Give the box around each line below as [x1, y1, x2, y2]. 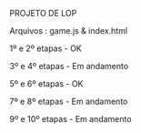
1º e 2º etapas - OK [9, 43, 82, 54]
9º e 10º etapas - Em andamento [9, 114, 132, 124]
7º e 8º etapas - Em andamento [9, 96, 128, 107]
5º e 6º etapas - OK [9, 78, 84, 89]
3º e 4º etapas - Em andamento [9, 61, 129, 71]
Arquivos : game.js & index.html [9, 26, 128, 36]
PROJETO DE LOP [9, 8, 77, 18]
